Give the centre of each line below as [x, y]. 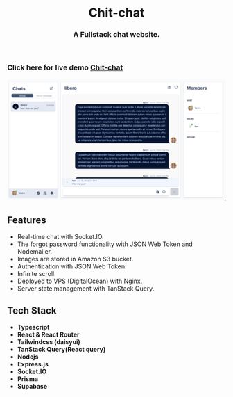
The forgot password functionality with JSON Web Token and [105, 244]
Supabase [32, 386]
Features [27, 220]
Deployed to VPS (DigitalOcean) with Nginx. [80, 281]
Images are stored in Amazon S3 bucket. [75, 259]
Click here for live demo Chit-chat [65, 67]
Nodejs [28, 357]
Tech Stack [32, 310]
